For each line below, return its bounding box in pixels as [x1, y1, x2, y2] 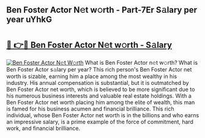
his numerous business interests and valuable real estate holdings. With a [6, 92, 192, 100]
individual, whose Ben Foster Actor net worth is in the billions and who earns [6, 112, 199, 118]
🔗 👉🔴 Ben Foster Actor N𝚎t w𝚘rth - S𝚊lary [6, 40, 173, 50]
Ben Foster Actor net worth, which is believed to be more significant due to [6, 85, 195, 93]
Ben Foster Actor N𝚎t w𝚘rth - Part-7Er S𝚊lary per [6, 5, 198, 15]
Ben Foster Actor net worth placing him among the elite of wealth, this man [6, 99, 195, 106]
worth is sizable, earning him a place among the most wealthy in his [6, 73, 177, 80]
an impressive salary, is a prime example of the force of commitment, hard [6, 118, 194, 125]
